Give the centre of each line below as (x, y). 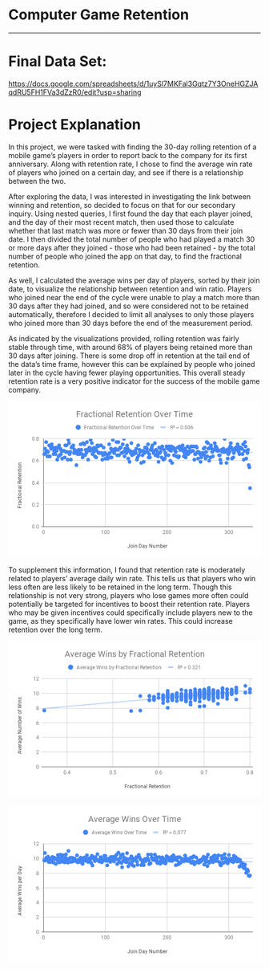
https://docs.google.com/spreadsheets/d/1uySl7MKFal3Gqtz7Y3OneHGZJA (133, 83)
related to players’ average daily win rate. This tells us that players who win (132, 579)
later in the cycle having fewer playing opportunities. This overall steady (127, 373)
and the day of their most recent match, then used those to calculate (121, 222)
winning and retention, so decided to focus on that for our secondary (122, 205)
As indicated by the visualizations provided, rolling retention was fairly (124, 338)
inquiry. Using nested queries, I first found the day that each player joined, (130, 214)
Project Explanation (75, 125)
